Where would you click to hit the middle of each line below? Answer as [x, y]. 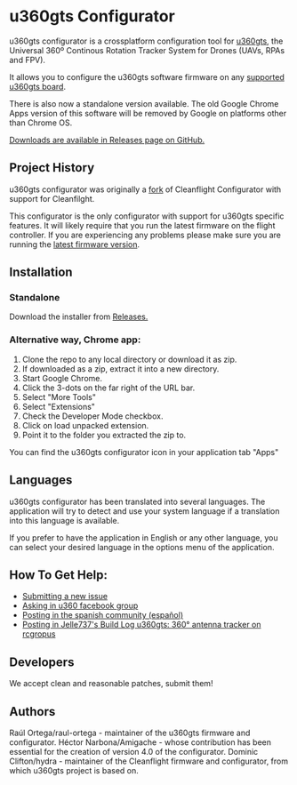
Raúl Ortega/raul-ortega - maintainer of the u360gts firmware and [130, 733]
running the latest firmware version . [75, 244]
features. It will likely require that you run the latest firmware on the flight [142, 225]
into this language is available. [64, 520]
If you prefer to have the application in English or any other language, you [144, 537]
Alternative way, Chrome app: [75, 340]
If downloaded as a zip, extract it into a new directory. [120, 368]
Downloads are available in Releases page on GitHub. [107, 140]
